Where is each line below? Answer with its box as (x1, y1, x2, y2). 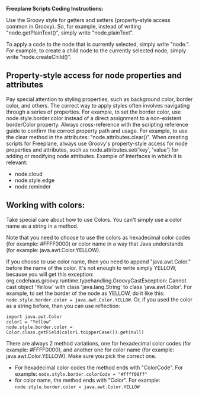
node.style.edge (14, 177, 55, 184)
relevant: (6, 159, 28, 166)
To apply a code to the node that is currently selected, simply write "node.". (6, 41, 190, 48)
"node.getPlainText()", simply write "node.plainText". (6, 29, 134, 36)
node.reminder (14, 183, 52, 190)
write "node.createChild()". (6, 54, 72, 60)
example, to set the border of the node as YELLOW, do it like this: (6, 290, 165, 297)
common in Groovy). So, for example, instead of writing (6, 23, 142, 30)
